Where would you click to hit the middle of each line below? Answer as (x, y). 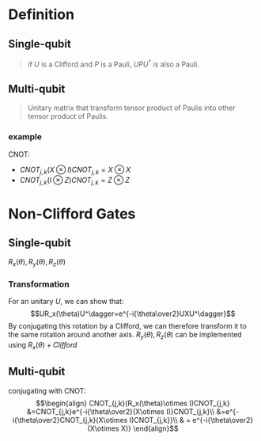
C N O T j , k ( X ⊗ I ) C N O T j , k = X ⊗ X (75, 170)
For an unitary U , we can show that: (66, 302)
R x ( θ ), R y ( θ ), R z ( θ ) (37, 263)
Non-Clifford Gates (72, 213)
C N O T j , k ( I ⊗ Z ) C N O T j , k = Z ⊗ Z (75, 181)
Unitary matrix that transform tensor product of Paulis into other (131, 108)
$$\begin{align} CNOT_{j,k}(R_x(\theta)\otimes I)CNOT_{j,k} (133, 403)
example (25, 137)
